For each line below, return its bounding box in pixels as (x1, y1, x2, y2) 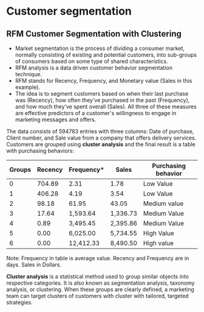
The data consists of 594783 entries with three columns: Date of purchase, (6, 128, 194, 135)
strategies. (6, 299, 33, 306)
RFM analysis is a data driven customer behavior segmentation (15, 64, 173, 71)
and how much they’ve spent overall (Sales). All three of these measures (15, 103, 197, 110)
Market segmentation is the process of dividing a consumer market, (15, 44, 185, 52)
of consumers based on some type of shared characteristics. (15, 58, 168, 65)
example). (15, 83, 41, 91)
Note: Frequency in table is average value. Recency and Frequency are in (6, 255, 189, 261)
